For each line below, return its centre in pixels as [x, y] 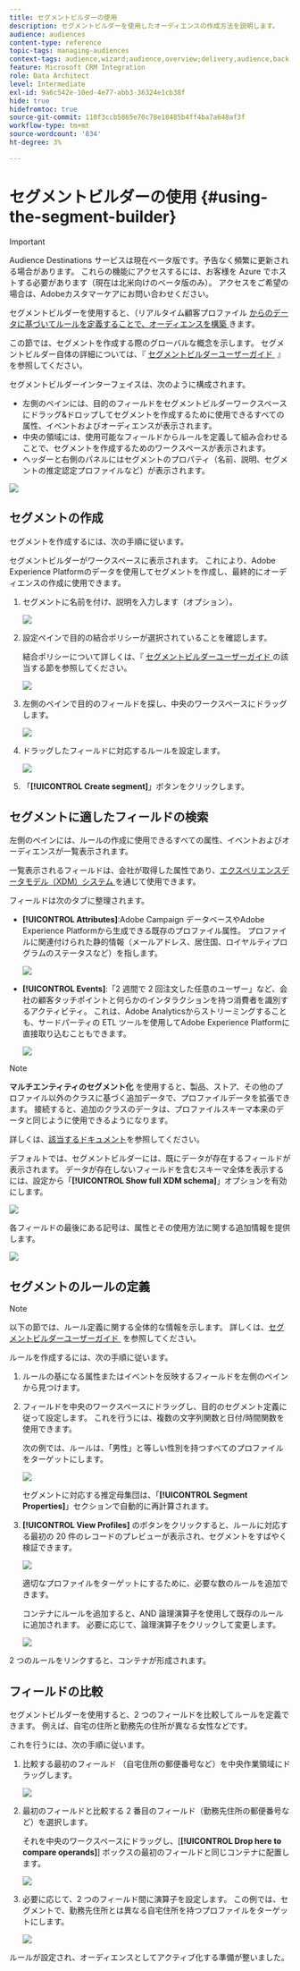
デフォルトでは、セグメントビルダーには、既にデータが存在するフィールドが [150, 1159]
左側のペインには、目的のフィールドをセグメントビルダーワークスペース [154, 403]
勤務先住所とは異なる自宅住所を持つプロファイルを [163, 1910]
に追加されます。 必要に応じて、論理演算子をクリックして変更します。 [151, 1625]
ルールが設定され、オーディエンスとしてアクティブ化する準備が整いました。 [149, 1957]
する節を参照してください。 [81, 667]
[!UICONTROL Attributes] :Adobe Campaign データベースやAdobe [143, 920]
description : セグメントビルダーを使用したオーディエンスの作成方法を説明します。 [144, 26]
